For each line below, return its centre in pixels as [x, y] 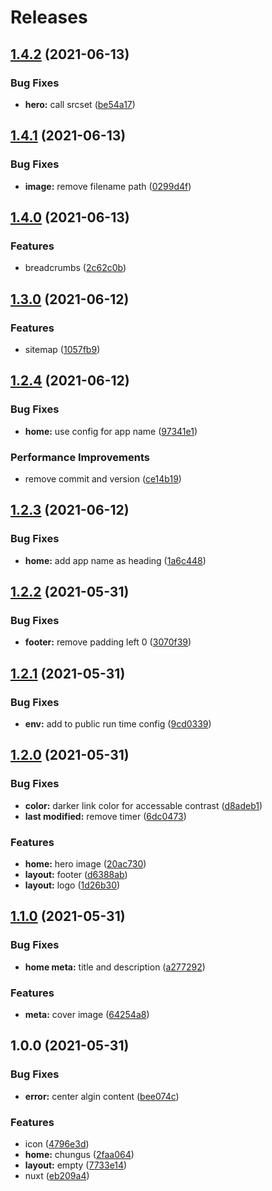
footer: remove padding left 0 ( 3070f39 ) [108, 642]
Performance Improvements [80, 457]
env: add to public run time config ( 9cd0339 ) [118, 723]
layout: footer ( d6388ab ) [76, 874]
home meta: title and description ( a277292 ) [115, 967]
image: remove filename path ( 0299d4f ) [108, 186]
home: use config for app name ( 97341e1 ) [111, 431]
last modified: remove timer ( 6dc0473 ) [105, 816]
